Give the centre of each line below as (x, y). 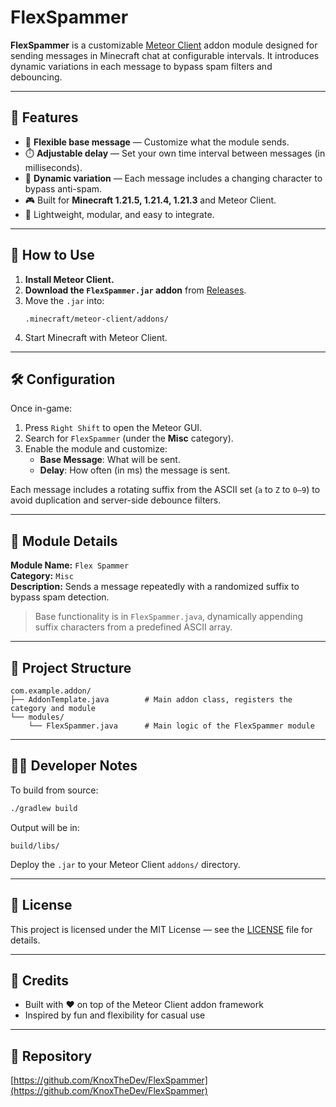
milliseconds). (53, 167)
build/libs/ (35, 846)
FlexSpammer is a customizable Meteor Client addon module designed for (164, 45)
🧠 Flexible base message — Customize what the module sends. (157, 142)
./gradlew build (44, 808)
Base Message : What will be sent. (110, 460)
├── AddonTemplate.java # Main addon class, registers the (151, 700)
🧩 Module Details (64, 541)
